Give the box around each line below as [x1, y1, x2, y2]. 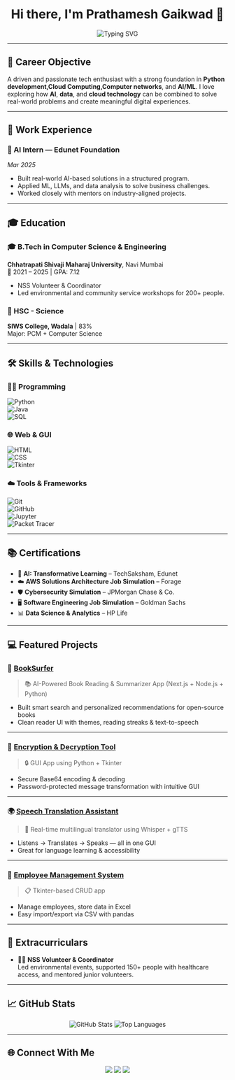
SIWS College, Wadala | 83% [7, 322, 92, 331]
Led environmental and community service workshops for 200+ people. [17, 289, 225, 297]
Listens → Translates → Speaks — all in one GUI [17, 839, 156, 847]
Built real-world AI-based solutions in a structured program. [17, 174, 190, 183]
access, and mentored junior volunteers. [17, 970, 134, 979]
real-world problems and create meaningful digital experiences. [7, 97, 191, 106]
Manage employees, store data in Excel [17, 902, 131, 911]
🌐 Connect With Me [7, 1047, 95, 1059]
